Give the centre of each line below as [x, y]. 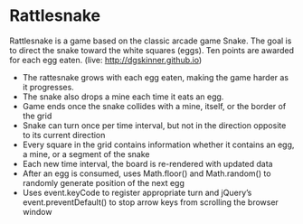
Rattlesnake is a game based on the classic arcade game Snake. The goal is [151, 41]
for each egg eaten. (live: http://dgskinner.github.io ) [106, 60]
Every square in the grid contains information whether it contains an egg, [158, 145]
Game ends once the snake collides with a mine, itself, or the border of [154, 106]
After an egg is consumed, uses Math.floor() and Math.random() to [147, 173]
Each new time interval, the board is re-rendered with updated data [147, 163]
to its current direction [64, 135]
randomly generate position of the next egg [104, 182]
